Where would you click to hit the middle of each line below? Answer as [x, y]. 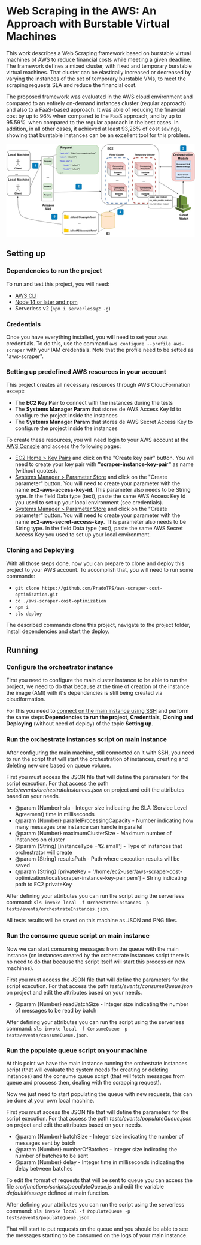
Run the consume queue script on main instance [78, 936]
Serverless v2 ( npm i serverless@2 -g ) [63, 308]
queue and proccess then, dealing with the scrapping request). [84, 1083]
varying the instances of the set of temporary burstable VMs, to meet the [96, 79]
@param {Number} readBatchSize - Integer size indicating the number [102, 1004]
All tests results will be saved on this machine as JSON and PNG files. [92, 920]
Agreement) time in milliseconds [54, 814]
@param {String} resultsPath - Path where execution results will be [97, 859]
